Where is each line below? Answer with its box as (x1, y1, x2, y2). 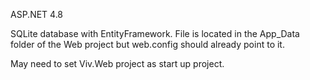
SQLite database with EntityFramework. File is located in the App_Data (10, 28, 300, 39)
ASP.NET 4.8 (10, 9, 64, 20)
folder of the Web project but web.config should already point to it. (10, 39, 285, 50)
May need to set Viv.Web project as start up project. (10, 58, 225, 69)
